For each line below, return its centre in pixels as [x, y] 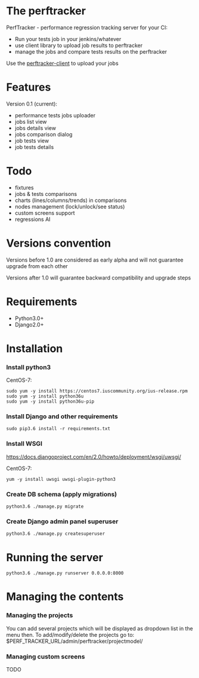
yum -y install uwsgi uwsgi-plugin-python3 [61, 479]
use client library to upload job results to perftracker [79, 45]
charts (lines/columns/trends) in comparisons [71, 200]
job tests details [34, 147]
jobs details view [35, 128]
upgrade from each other [37, 266]
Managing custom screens [46, 657]
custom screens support [45, 213]
